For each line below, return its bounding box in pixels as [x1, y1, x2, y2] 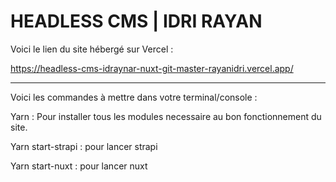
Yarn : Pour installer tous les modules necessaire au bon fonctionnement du [10, 110, 322, 122]
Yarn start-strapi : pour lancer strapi [10, 140, 158, 152]
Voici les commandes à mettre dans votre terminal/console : [10, 91, 258, 103]
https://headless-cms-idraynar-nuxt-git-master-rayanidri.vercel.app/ [10, 62, 294, 74]
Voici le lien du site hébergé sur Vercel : [10, 43, 174, 55]
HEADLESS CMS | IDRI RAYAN [10, 10, 263, 33]
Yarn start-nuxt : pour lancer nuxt [10, 160, 148, 172]
